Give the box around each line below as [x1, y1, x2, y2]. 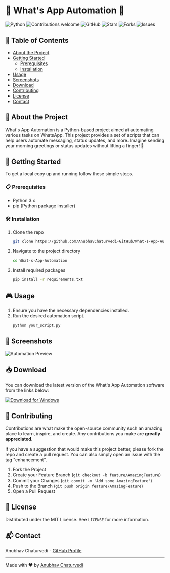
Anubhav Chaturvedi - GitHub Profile [5, 548, 82, 554]
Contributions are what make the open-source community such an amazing [5, 425, 163, 431]
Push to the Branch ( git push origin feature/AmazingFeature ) [12, 483, 143, 489]
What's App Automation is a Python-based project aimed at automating [5, 126, 154, 133]
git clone [12, 239, 34, 244]
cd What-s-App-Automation [12, 258, 67, 263]
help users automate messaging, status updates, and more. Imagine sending [5, 137, 164, 143]
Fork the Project [12, 466, 47, 472]
